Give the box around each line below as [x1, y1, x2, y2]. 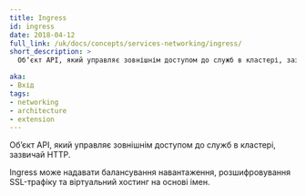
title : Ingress [9, 13, 67, 23]
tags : [9, 88, 30, 98]
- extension [9, 115, 55, 124]
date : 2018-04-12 [9, 30, 76, 39]
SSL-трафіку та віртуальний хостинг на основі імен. [9, 177, 210, 188]
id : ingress [9, 22, 55, 31]
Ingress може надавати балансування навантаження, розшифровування [9, 167, 291, 178]
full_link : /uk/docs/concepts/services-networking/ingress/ [9, 38, 243, 48]
